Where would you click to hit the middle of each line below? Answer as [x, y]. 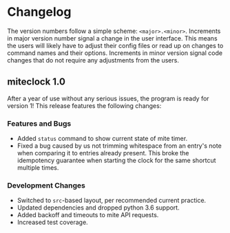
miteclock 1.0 [36, 82]
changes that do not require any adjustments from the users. [93, 60]
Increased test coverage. [52, 222]
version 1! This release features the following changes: [84, 106]
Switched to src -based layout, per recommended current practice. [112, 201]
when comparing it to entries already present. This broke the [103, 153]
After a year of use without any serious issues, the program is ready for [108, 98]
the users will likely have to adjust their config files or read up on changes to [115, 45]
